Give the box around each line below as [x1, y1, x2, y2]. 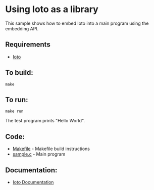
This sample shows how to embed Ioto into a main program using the [5, 20, 149, 26]
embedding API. [5, 25, 39, 31]
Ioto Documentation [12, 179, 54, 185]
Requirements [5, 40, 50, 49]
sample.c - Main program [12, 151, 66, 157]
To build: [5, 68, 34, 77]
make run [5, 109, 24, 114]
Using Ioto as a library [5, 4, 98, 15]
